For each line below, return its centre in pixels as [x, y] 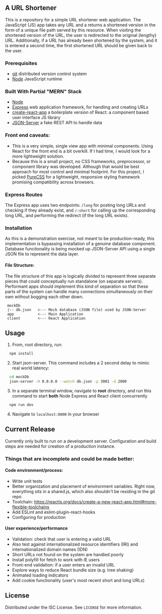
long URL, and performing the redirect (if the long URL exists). [67, 215]
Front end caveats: [28, 135]
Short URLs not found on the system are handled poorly [68, 554]
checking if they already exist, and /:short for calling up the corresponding [80, 210]
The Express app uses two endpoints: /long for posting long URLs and [75, 205]
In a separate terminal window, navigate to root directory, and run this [82, 391]
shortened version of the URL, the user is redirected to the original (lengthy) [81, 35]
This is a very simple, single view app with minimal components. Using [82, 146]
